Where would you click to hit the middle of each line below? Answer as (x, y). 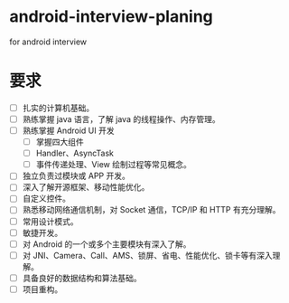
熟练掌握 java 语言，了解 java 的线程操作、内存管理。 (121, 118)
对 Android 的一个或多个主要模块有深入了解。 (107, 244)
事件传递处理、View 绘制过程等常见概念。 (113, 165)
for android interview (48, 42)
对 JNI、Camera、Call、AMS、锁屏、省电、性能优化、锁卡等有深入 (147, 255)
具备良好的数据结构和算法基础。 (82, 278)
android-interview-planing (112, 17)
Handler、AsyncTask (75, 153)
